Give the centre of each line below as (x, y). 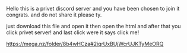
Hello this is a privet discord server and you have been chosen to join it (93, 9)
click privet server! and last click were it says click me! (73, 32)
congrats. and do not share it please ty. (54, 15)
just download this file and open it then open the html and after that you (93, 26)
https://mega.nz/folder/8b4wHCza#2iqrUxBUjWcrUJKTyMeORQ (85, 44)
